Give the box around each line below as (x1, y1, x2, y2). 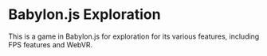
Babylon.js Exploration (8, 6, 161, 24)
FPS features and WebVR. (8, 39, 93, 49)
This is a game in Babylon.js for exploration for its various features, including (8, 32, 260, 41)
